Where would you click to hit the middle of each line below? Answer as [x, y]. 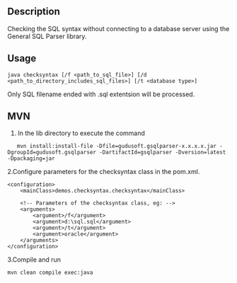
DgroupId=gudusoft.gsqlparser [52, 152]
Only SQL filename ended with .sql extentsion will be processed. [101, 94]
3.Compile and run [34, 260]
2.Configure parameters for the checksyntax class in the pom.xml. [104, 172]
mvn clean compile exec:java [50, 273]
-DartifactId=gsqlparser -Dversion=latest [162, 152]
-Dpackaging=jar [31, 158]
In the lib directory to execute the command [81, 133]
